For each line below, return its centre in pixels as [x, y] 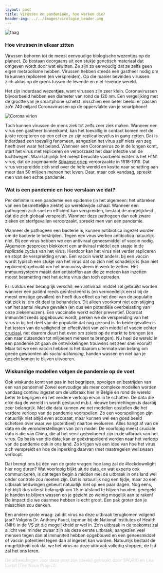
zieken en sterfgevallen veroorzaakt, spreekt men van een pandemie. [74, 221]
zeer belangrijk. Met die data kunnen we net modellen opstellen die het [76, 408]
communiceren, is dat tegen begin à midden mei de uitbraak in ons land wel [81, 474]
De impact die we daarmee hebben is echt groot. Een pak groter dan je [76, 500]
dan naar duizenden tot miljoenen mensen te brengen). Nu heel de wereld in [81, 338]
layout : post [18, 9]
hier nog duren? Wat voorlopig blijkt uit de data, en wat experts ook [72, 469]
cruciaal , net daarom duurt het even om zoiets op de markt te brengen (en [79, 333]
